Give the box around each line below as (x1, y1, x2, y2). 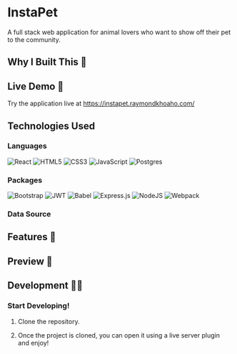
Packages (7, 175, 43, 185)
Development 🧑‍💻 (7, 279, 84, 292)
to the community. (7, 35, 61, 43)
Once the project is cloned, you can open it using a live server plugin (17, 330, 220, 339)
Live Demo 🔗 (7, 80, 64, 93)
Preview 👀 (7, 255, 53, 267)
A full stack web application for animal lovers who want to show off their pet (7, 28, 231, 36)
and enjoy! (17, 338, 49, 347)
